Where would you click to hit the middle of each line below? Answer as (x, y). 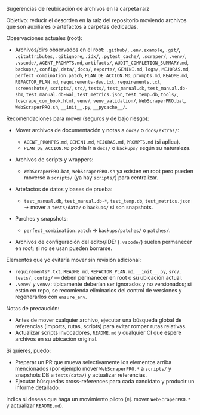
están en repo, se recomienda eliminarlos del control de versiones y (98, 290)
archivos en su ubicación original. (56, 339)
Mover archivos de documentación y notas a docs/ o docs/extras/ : (97, 130)
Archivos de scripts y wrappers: (54, 160)
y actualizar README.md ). (35, 405)
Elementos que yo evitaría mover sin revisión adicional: (74, 260)
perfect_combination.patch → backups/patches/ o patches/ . (97, 230)
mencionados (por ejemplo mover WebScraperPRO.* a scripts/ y (93, 368)
